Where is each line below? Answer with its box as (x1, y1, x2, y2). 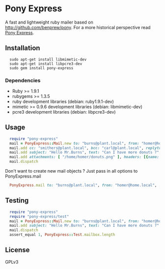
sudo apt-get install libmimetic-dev (9, 57, 87, 62)
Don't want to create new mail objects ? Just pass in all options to (5, 168, 138, 174)
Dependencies (5, 77, 41, 84)
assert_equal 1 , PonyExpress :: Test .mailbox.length (9, 232, 115, 238)
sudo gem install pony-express (9, 65, 74, 70)
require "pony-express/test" (9, 214, 69, 219)
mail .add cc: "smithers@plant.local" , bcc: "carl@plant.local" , (9, 146, 144, 150)
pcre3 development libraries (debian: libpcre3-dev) (12, 109, 116, 115)
